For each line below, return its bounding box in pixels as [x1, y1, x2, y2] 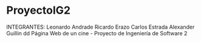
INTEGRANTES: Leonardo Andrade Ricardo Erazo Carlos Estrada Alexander [6, 23, 195, 30]
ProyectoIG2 [6, 4, 71, 17]
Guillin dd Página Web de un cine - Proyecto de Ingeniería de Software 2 [6, 29, 188, 36]
